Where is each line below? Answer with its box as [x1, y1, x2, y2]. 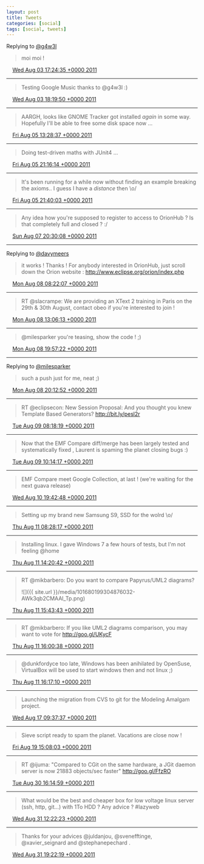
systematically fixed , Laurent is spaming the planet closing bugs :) [21, 446, 188, 454]
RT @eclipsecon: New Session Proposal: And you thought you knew [21, 404, 192, 412]
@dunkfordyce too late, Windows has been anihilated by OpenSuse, [21, 660, 192, 668]
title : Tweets [6, 15, 42, 21]
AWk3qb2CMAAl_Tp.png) [21, 595, 86, 602]
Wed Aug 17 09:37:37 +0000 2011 [12, 714, 97, 721]
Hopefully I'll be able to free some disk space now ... [21, 120, 153, 127]
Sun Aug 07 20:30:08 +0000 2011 [12, 232, 97, 240]
